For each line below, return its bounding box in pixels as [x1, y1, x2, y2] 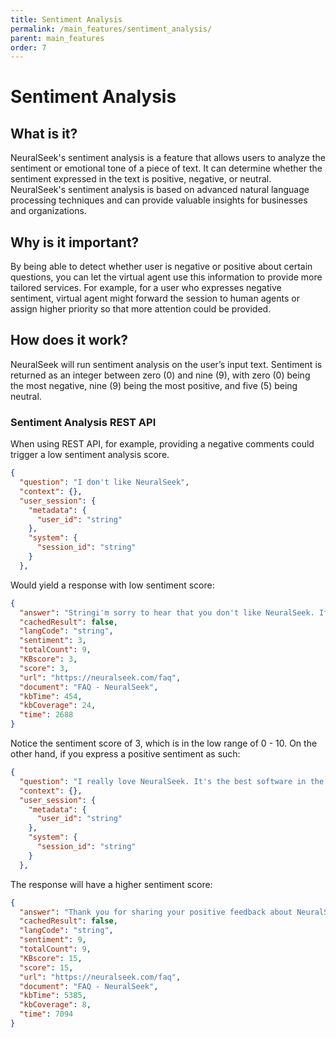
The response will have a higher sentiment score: [10, 878, 213, 890]
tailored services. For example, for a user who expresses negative [10, 282, 282, 294]
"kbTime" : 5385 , [19, 991, 87, 1001]
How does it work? [10, 332, 129, 349]
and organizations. [10, 205, 87, 217]
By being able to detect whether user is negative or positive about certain [10, 261, 313, 273]
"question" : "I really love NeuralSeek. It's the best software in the [19, 776, 325, 786]
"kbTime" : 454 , [19, 691, 83, 701]
